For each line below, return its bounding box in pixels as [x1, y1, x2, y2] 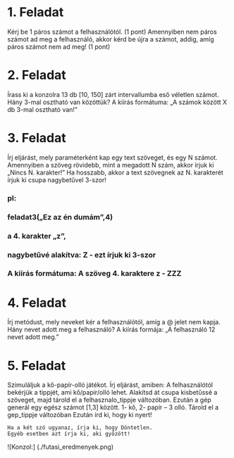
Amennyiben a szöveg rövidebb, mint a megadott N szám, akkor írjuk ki [7, 160, 214, 169]
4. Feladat [7, 295, 67, 310]
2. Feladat [7, 68, 67, 83]
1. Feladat [7, 4, 64, 20]
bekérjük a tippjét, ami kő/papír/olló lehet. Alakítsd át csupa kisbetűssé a [7, 388, 218, 397]
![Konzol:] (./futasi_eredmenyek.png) [7, 443, 114, 451]
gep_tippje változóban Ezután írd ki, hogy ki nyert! [7, 411, 153, 419]
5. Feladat [7, 357, 66, 374]
